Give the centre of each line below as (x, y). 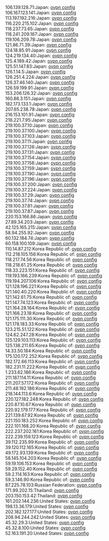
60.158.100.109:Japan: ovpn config (41, 243)
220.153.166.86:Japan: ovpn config (41, 216)
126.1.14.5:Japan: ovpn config (35, 72)
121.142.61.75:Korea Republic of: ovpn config (51, 297)
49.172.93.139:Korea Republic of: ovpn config (52, 453)
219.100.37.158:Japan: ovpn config (40, 163)
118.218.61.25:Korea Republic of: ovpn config (51, 265)
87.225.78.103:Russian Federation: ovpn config (53, 485)
